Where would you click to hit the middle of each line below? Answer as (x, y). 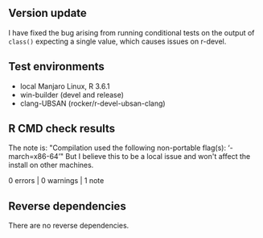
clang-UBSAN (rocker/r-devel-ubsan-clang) (93, 103)
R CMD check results (62, 129)
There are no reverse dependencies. (69, 226)
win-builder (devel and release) (72, 94)
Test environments (56, 67)
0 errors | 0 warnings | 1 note (56, 181)
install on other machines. (51, 165)
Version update (47, 13)
